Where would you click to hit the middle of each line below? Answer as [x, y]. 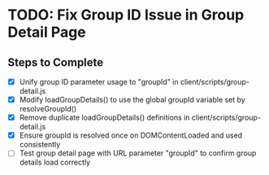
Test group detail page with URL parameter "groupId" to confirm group [138, 153]
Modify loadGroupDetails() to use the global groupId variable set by [132, 100]
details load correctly [55, 162]
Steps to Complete [56, 62]
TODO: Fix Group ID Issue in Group [126, 15]
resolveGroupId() [48, 109]
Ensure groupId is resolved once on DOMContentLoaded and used [131, 135]
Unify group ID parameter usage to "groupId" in [99, 82]
